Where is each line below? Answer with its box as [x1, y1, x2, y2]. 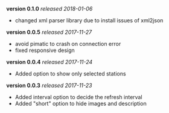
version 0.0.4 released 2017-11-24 [6, 59, 93, 65]
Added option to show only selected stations [14, 70, 126, 77]
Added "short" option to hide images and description [14, 100, 147, 107]
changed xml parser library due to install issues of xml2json [14, 17, 164, 24]
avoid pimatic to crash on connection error [14, 40, 121, 47]
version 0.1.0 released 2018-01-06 [6, 5, 93, 12]
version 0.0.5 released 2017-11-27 [6, 28, 92, 36]
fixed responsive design [14, 47, 75, 54]
